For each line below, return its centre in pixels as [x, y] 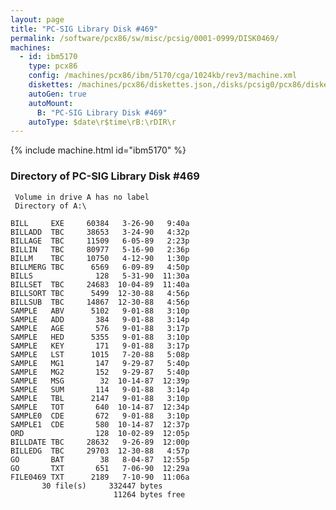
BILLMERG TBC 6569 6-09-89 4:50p [100, 267]
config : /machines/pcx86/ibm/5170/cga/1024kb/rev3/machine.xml [163, 76]
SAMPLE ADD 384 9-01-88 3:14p [100, 319]
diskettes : [51, 85]
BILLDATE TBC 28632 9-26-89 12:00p [100, 442]
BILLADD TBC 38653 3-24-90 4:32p [100, 232]
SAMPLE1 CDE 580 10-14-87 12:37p [100, 424]
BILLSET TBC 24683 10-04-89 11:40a [100, 284]
